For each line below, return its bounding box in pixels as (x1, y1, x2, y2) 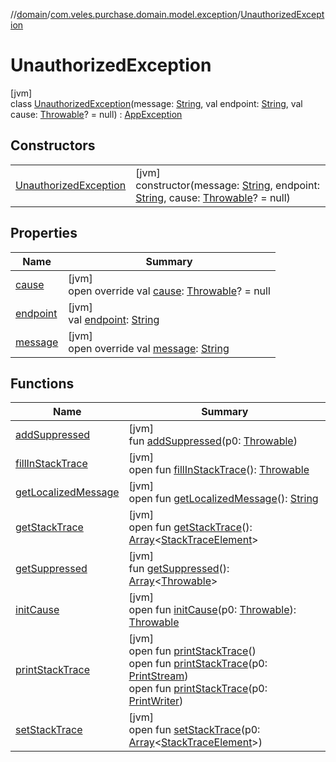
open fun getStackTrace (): (128, 520, 253, 534)
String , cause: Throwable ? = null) (135, 190, 291, 204)
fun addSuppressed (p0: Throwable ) (128, 434, 298, 448)
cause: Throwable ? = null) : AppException (10, 108, 183, 120)
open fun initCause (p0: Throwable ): (128, 603, 297, 617)
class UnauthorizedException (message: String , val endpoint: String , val (10, 97, 303, 109)
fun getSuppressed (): (128, 562, 230, 576)
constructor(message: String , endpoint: (135, 178, 320, 192)
